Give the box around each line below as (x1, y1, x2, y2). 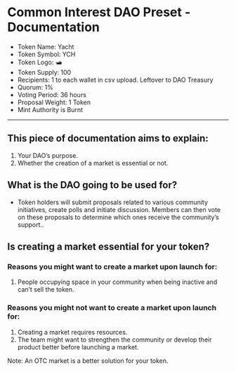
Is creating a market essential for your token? (7, 240, 210, 252)
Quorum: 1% (17, 82, 54, 92)
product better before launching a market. (17, 342, 139, 351)
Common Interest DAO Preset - (7, 4, 191, 20)
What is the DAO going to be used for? (7, 179, 178, 191)
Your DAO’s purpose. (17, 151, 79, 159)
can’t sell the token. (17, 285, 75, 294)
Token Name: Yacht (17, 42, 74, 51)
